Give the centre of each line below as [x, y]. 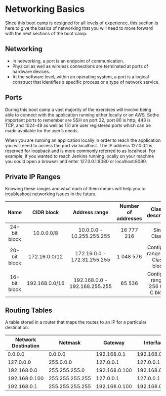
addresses [129, 219]
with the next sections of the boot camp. [46, 33]
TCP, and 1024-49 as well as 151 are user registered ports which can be [78, 125]
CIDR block [46, 213]
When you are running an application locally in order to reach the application [83, 140]
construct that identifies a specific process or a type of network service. [86, 82]
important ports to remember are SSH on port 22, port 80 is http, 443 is [78, 120]
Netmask [70, 343]
